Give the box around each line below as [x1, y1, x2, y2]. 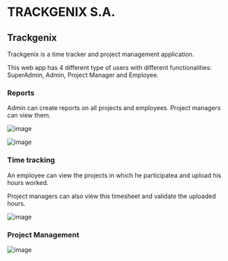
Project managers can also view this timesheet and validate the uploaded [7, 192, 216, 200]
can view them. [7, 111, 51, 120]
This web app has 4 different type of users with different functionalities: [7, 64, 212, 71]
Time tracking [7, 155, 55, 165]
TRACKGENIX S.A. [7, 4, 116, 20]
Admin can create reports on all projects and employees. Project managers [7, 104, 221, 112]
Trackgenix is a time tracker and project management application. [7, 50, 195, 58]
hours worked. [7, 178, 49, 187]
